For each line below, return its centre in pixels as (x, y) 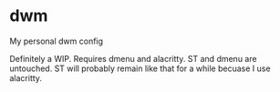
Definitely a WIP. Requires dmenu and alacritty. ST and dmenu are (133, 58)
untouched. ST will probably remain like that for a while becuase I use (140, 68)
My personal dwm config (56, 41)
